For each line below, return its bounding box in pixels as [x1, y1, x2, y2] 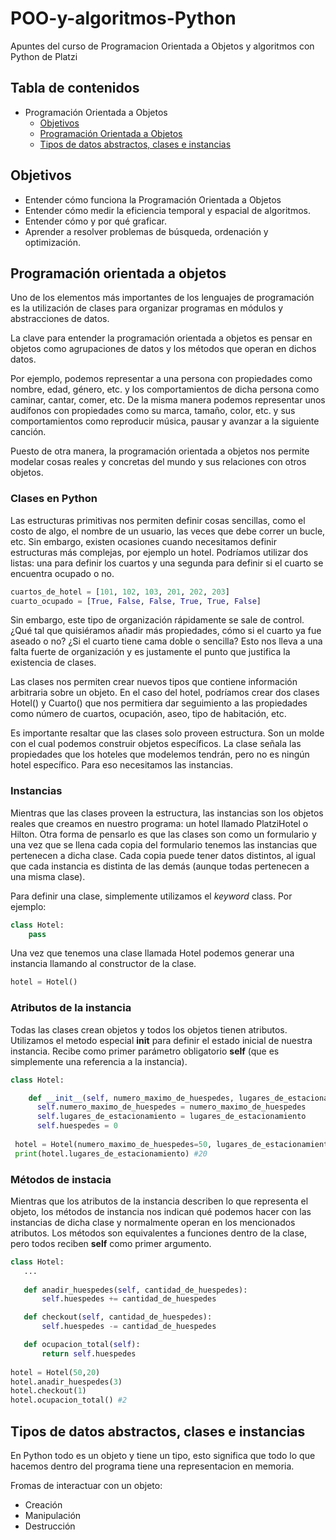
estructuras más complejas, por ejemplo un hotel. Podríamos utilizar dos [10, 546, 309, 558]
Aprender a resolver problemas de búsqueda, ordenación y [24, 225, 269, 237]
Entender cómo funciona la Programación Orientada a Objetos [24, 193, 282, 206]
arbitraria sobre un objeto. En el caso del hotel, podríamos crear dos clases [10, 687, 320, 699]
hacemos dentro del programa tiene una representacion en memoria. [10, 1460, 295, 1472]
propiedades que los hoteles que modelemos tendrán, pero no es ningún [10, 748, 310, 761]
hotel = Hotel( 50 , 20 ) [10, 1367, 101, 1377]
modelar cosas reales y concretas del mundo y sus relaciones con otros [10, 456, 307, 468]
